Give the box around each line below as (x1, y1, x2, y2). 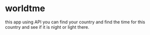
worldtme (5, 3, 45, 14)
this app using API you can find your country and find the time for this (5, 19, 146, 25)
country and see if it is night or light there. (5, 24, 89, 30)
